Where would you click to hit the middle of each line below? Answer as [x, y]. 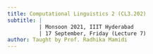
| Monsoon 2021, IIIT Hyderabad [86, 27]
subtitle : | [25, 20]
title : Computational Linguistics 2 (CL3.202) [77, 14]
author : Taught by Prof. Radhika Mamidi [68, 40]
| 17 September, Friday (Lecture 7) [92, 33]
